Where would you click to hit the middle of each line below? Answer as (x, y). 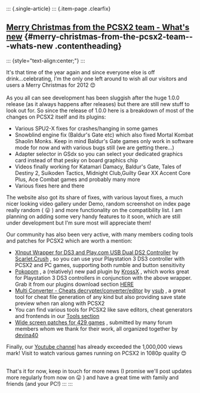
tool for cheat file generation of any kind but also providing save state (100, 297)
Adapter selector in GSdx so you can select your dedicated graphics (99, 154)
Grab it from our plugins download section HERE (74, 284)
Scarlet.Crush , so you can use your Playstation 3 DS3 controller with (100, 259)
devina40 (27, 335)
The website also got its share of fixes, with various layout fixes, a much (95, 197)
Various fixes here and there (50, 186)
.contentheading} (88, 46)
